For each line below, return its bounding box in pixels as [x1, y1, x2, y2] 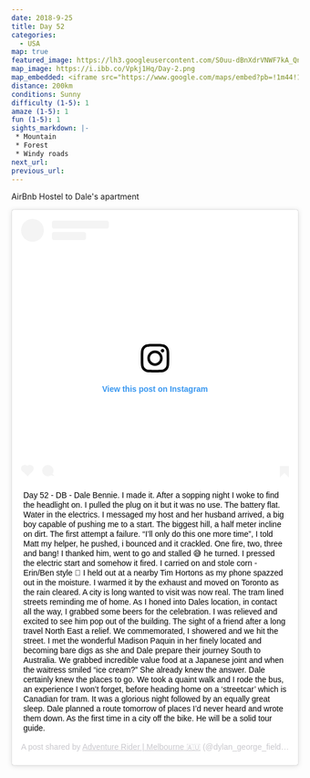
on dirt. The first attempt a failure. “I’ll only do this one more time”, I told [23, 529, 274, 539]
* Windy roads [15, 149, 69, 158]
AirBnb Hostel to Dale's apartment [11, 191, 140, 202]
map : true [11, 47, 49, 57]
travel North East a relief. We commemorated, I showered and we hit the [23, 626, 279, 636]
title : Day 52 [11, 22, 66, 31]
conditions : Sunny [11, 89, 81, 99]
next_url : [11, 157, 49, 167]
